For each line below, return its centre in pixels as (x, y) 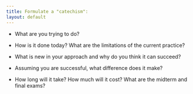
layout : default (26, 17)
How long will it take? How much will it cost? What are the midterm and (101, 79)
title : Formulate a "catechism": (47, 11)
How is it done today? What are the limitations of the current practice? (100, 45)
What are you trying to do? (47, 33)
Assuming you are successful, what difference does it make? (89, 68)
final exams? (30, 85)
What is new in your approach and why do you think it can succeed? (98, 56)
